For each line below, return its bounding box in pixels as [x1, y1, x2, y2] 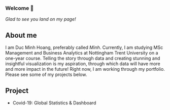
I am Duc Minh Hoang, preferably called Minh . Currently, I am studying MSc [5, 44, 163, 50]
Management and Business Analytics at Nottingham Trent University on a [5, 50, 158, 56]
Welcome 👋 [5, 5, 34, 12]
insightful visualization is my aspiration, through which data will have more [5, 61, 161, 67]
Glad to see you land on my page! [5, 16, 76, 22]
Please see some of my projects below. [5, 71, 87, 78]
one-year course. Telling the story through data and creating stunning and [5, 56, 160, 62]
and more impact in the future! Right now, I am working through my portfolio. [5, 66, 165, 72]
